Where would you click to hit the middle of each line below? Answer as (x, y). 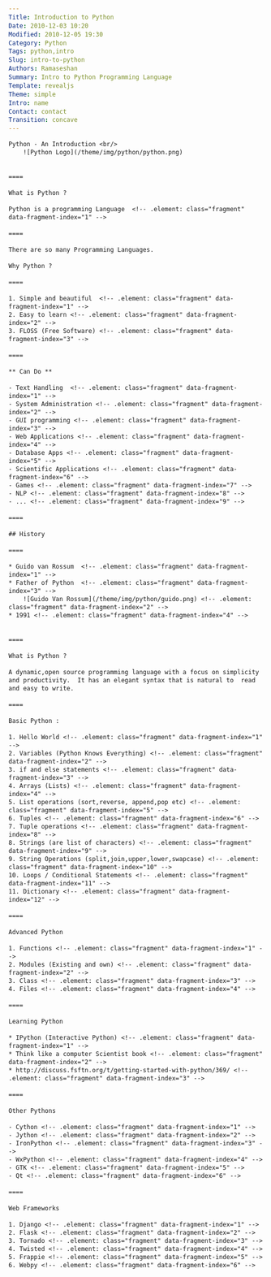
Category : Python (38, 43)
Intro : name (28, 103)
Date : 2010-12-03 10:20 (49, 26)
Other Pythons (32, 1111)
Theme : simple (32, 94)
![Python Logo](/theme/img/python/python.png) (103, 153)
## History (27, 535)
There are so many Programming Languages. (81, 250)
